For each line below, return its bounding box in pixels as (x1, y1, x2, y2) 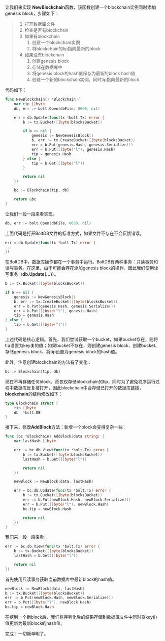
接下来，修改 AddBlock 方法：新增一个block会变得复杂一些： (5, 424, 127, 430)
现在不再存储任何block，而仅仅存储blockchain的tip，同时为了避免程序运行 (5, 379, 156, 385)
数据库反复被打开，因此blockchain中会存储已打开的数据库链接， (13, 385, 144, 390)
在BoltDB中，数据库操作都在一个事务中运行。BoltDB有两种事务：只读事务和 (5, 259, 158, 265)
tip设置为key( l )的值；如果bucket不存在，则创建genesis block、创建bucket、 (5, 342, 160, 348)
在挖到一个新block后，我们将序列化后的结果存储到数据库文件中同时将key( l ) (5, 614, 158, 620)
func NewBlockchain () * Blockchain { (5, 97, 80, 102)
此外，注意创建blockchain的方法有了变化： (5, 359, 92, 365)
